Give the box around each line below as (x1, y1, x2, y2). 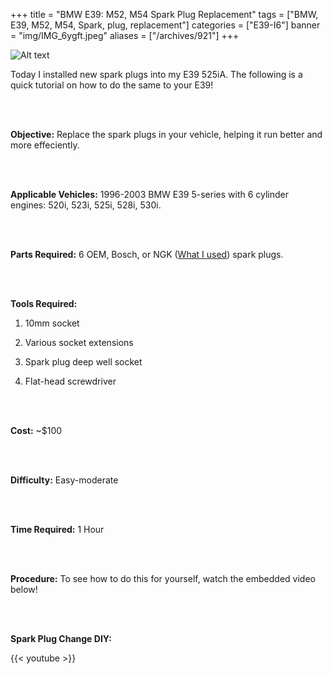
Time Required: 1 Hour (10, 524, 105, 535)
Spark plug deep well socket (24, 356, 143, 368)
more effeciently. (10, 139, 80, 151)
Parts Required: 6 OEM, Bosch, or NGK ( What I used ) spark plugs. (10, 249, 284, 260)
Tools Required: (10, 298, 78, 309)
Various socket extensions (24, 337, 134, 348)
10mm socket (24, 317, 80, 329)
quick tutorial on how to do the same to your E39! (10, 79, 214, 91)
